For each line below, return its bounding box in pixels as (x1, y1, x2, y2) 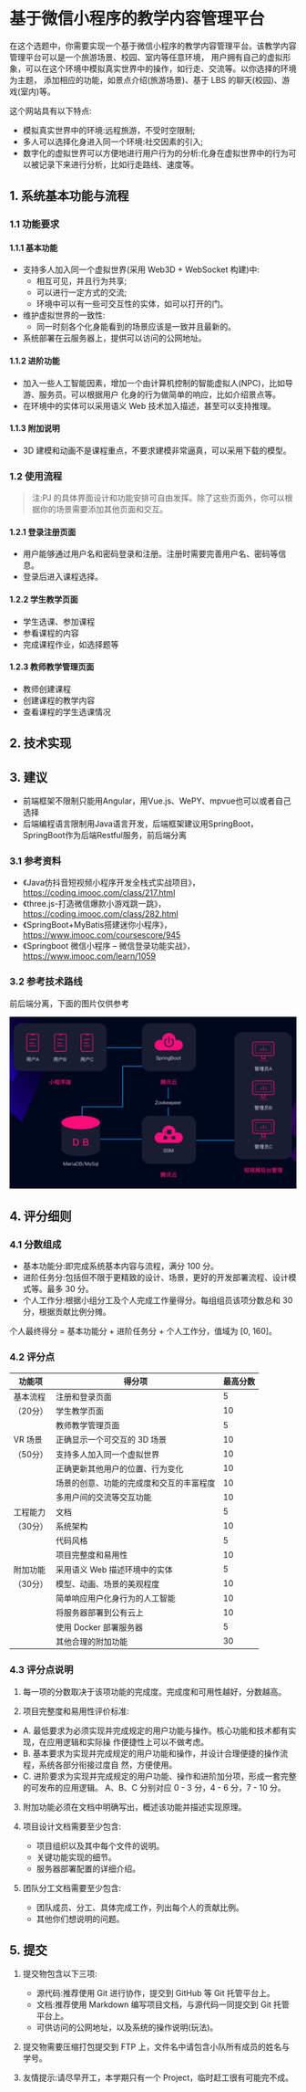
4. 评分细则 (9, 1209, 72, 1225)
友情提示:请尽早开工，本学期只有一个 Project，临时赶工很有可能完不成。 (22, 2072, 294, 2083)
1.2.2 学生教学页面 (9, 594, 79, 604)
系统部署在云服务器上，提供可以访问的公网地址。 (22, 332, 207, 343)
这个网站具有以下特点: (9, 105, 93, 116)
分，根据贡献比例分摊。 (22, 1307, 111, 1318)
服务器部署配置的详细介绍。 (36, 1863, 141, 1874)
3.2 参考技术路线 (9, 975, 84, 988)
